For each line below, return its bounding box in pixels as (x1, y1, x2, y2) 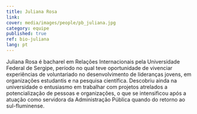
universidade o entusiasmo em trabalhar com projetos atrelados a (6, 83, 168, 90)
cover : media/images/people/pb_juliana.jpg (6, 20, 116, 26)
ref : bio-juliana (6, 36, 50, 42)
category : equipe (6, 25, 50, 31)
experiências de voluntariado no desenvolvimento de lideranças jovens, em (6, 71, 192, 78)
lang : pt (6, 42, 28, 48)
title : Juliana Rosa (6, 8, 58, 15)
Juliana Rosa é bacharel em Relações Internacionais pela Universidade (6, 58, 180, 65)
